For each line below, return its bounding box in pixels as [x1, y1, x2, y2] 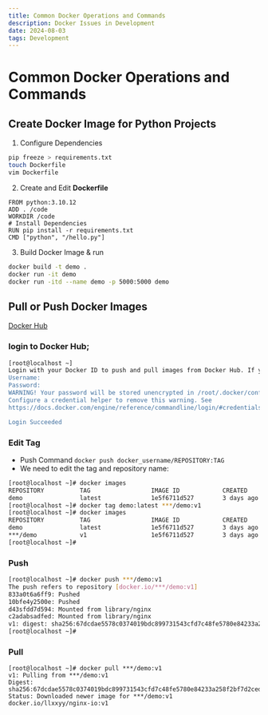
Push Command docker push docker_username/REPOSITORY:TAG [19, 455, 225, 464]
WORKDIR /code [8, 213, 56, 220]
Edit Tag [8, 437, 41, 448]
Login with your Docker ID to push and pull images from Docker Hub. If [8, 367, 255, 375]
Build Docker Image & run [19, 247, 104, 256]
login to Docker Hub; [8, 341, 90, 352]
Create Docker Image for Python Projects [8, 117, 217, 130]
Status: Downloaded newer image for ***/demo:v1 [8, 693, 173, 701]
